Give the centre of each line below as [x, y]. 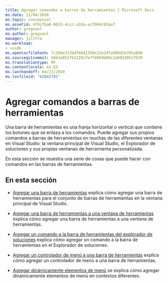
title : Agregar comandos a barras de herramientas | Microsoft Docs [80, 10]
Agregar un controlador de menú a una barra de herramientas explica [86, 255]
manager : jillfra [24, 39]
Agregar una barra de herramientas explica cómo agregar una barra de [87, 192]
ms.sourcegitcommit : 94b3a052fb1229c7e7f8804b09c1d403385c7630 [74, 58]
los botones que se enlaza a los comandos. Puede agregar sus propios [80, 132]
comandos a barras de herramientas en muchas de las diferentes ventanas [84, 138]
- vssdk [14, 48]
